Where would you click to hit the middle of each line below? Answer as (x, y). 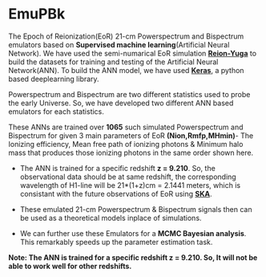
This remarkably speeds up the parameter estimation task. (116, 242)
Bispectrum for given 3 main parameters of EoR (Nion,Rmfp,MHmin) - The (131, 135)
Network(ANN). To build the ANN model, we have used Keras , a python (126, 70)
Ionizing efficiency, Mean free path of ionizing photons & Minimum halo (126, 144)
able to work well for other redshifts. (70, 266)
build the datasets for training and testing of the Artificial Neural (113, 62)
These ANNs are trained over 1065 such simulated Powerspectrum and (126, 127)
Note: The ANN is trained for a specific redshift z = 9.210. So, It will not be (133, 257)
